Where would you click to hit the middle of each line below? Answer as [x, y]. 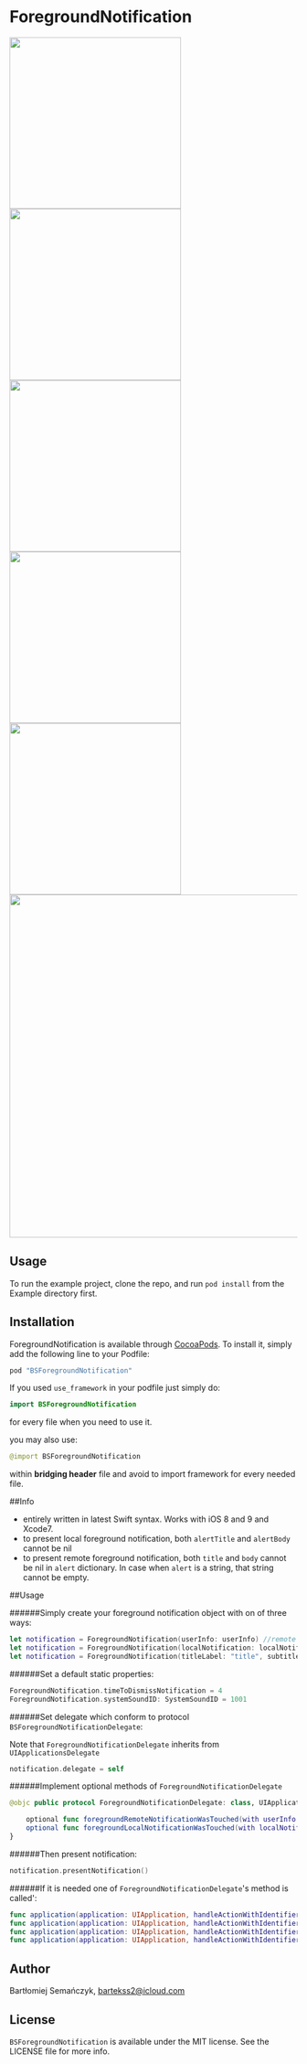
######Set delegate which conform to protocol [100, 1716]
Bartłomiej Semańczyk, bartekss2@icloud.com [97, 1991]
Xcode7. [38, 1529]
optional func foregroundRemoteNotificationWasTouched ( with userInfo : [163, 1820]
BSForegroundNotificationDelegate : [76, 1727]
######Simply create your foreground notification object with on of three [148, 1613]
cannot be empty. [56, 1577]
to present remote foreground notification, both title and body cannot [154, 1558]
